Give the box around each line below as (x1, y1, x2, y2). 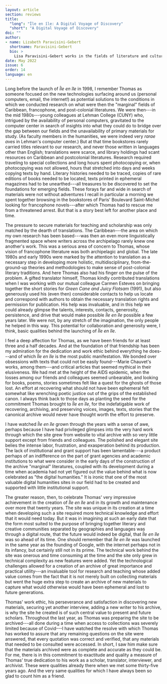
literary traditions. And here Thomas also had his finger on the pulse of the (5, 270, 158, 276)
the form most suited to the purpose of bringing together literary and (5, 520, 146, 526)
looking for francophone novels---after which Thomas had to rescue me (5, 202, 153, 208)
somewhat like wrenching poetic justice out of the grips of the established (5, 390, 157, 396)
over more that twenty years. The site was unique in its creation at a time (5, 504, 154, 510)
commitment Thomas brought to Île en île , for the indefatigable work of (5, 401, 150, 407)
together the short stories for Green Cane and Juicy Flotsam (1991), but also (5, 286, 162, 292)
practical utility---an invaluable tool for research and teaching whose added (5, 568, 161, 574)
